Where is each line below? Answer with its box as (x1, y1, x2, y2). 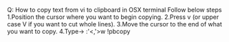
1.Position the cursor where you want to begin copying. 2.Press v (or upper (7, 13, 219, 21)
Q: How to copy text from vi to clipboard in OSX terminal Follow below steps (7, 6, 222, 14)
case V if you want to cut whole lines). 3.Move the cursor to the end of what (7, 20, 222, 28)
